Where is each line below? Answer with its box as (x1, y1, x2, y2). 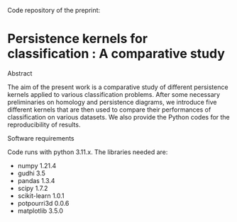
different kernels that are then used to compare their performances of (7, 105, 211, 114)
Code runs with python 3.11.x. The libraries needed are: (7, 148, 168, 156)
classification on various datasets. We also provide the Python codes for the (7, 112, 231, 121)
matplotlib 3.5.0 (17, 206, 64, 215)
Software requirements (7, 134, 75, 142)
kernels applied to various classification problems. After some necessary (7, 90, 221, 98)
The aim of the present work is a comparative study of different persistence (7, 83, 228, 91)
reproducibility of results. (7, 120, 81, 129)
